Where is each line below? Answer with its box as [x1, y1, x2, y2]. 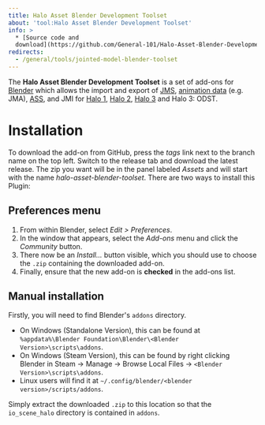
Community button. [19, 241, 83, 251]
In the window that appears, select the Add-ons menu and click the [19, 233, 238, 243]
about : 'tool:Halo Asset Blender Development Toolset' [8, 19, 192, 27]
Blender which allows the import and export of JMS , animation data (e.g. [8, 85, 244, 95]
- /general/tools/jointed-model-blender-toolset [15, 56, 178, 64]
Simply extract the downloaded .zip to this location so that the [8, 400, 212, 409]
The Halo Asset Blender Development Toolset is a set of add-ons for [8, 76, 234, 87]
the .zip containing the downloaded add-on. [19, 258, 165, 268]
